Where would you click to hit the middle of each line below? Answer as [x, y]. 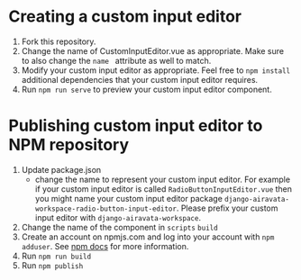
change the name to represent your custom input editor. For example [162, 179]
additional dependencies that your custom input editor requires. [140, 79]
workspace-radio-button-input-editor [106, 209]
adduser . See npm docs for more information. [105, 246]
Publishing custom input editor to [136, 126]
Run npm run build [56, 256]
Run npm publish [52, 265]
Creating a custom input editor [125, 17]
